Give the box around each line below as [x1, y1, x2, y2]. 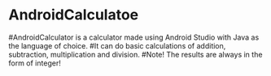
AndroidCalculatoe [8, 6, 139, 24]
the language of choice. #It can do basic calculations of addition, [8, 40, 226, 50]
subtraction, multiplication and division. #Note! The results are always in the [8, 49, 263, 59]
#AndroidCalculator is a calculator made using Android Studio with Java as [8, 32, 260, 42]
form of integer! [8, 58, 61, 68]
